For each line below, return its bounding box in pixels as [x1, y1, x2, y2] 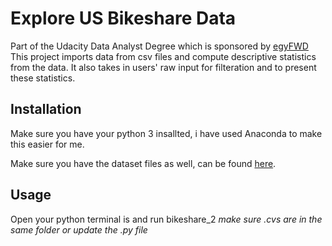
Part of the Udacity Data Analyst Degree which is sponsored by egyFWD [10, 40, 309, 52]
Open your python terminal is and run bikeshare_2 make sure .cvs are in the [10, 213, 323, 225]
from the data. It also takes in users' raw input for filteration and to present [10, 61, 317, 73]
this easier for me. [10, 138, 85, 150]
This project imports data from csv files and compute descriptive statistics [10, 50, 317, 62]
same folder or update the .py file [10, 223, 148, 236]
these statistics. [10, 72, 76, 84]
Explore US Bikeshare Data [10, 7, 237, 30]
